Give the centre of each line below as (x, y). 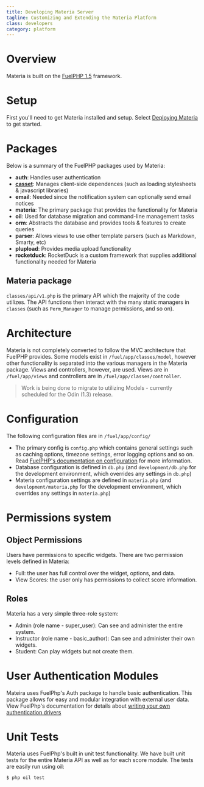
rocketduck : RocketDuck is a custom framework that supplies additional (106, 255)
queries (25, 229)
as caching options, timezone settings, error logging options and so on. (104, 454)
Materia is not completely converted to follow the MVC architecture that (96, 350)
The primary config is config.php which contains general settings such (104, 447)
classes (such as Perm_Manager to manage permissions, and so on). (90, 308)
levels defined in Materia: (38, 561)
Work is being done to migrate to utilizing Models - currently (97, 387)
